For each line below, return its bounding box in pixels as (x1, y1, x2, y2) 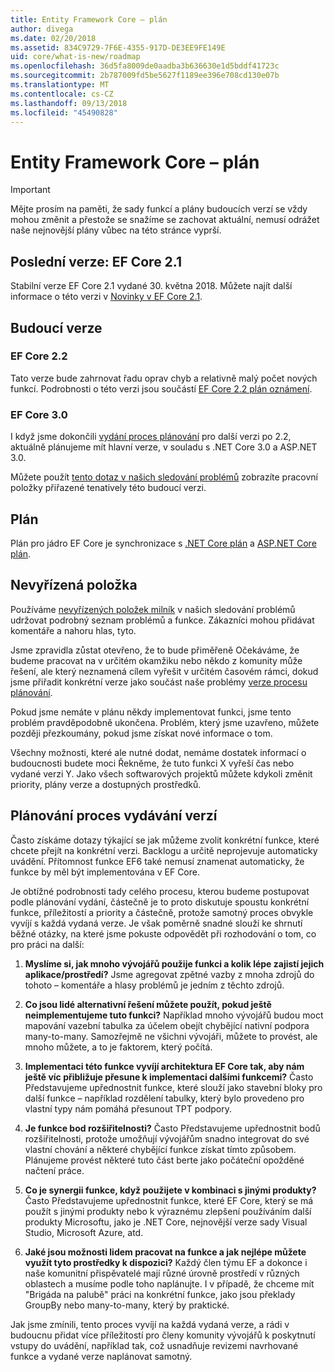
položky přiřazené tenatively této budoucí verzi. (10, 482, 207, 494)
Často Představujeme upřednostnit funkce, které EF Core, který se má (24, 1194, 314, 1206)
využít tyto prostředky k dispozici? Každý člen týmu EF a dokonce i (24, 1256, 308, 1268)
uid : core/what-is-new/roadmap (10, 52, 141, 62)
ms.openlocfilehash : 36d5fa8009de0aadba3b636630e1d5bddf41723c (10, 61, 280, 71)
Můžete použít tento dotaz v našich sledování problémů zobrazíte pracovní (10, 471, 318, 483)
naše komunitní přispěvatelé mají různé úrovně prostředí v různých (24, 1267, 300, 1279)
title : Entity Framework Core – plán (10, 14, 168, 25)
